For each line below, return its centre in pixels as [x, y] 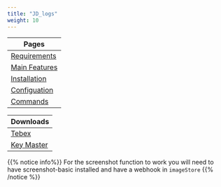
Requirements [34, 55]
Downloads [30, 121]
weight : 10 [23, 20]
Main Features [34, 67]
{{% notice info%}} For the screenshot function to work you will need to [111, 162]
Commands [30, 101]
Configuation [32, 90]
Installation [29, 78]
